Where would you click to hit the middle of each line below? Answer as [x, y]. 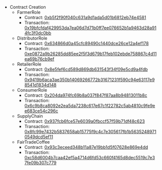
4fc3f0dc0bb [38, 33]
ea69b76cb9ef [39, 59]
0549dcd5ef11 [39, 137]
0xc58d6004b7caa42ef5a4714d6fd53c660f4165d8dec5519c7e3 [90, 158]
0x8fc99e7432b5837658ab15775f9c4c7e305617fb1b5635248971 [90, 132]
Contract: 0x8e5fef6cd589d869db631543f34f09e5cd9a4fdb [86, 69]
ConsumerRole [32, 90]
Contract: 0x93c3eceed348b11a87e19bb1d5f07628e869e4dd [86, 147]
